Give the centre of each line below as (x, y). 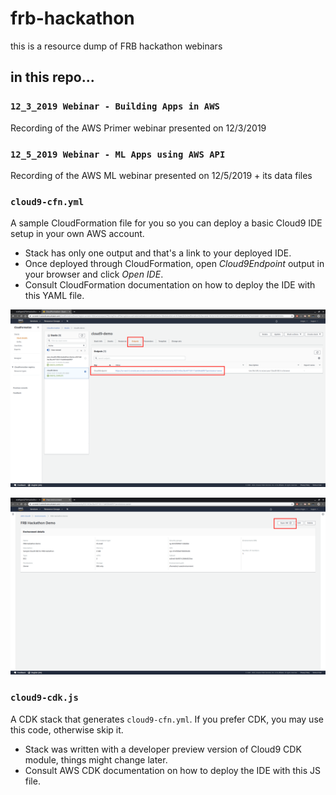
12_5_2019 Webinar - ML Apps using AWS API (118, 154)
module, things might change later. (96, 759)
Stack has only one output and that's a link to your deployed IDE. (158, 253)
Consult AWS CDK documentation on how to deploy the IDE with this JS (172, 770)
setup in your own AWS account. (77, 234)
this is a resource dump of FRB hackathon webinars (116, 46)
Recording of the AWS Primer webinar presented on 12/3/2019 (138, 128)
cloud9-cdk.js (44, 698)
